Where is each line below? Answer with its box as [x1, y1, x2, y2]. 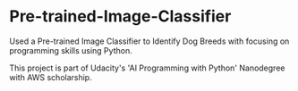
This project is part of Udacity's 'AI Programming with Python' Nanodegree [9, 62, 285, 73]
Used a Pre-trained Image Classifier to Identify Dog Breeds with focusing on [9, 36, 290, 46]
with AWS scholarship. [9, 71, 92, 82]
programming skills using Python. [9, 45, 132, 55]
